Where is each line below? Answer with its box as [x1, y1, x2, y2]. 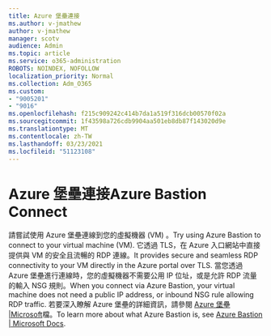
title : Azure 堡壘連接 [8, 11, 80, 20]
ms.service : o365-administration [8, 57, 121, 66]
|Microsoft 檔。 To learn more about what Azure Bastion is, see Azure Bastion [8, 309, 263, 320]
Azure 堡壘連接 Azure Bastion [8, 185, 207, 203]
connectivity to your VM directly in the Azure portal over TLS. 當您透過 [8, 261, 243, 270]
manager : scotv [8, 34, 60, 43]
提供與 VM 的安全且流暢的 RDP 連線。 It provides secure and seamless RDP [8, 250, 259, 260]
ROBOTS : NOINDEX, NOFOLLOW [8, 65, 100, 73]
